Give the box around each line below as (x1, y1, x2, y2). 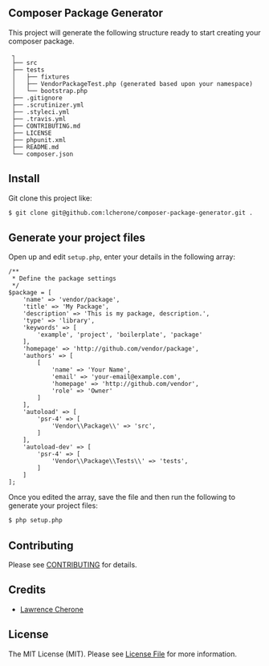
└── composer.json (11, 150, 74, 158)
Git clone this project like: (8, 193, 92, 203)
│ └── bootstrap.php (11, 87, 88, 95)
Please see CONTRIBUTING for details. (8, 560, 138, 569)
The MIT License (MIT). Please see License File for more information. (8, 649, 237, 659)
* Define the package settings (11, 274, 116, 283)
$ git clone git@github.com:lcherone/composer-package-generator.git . (8, 209, 253, 217)
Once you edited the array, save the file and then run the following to (8, 493, 235, 502)
